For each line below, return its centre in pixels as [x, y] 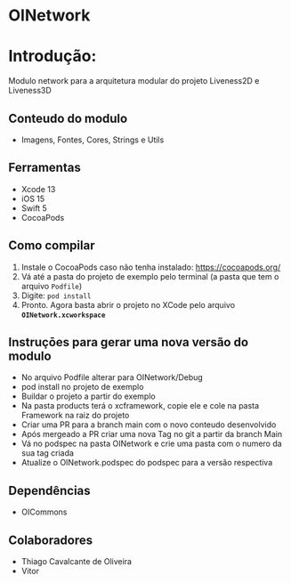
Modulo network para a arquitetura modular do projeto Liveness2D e [134, 81]
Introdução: [53, 57]
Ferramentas [44, 168]
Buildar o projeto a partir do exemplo [89, 396]
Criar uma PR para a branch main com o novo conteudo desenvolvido [149, 425]
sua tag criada [48, 453]
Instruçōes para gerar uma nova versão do [129, 342]
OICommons [44, 512]
